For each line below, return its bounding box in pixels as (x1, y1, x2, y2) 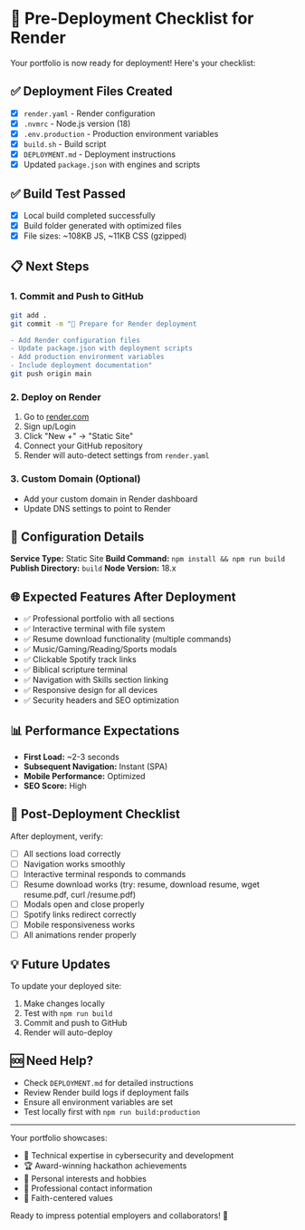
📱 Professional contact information (23, 1183, 153, 1194)
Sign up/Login (23, 421, 76, 432)
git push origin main (10, 369, 92, 379)
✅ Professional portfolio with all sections (23, 613, 175, 624)
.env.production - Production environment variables (23, 128, 219, 139)
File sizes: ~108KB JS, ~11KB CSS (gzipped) (23, 230, 187, 241)
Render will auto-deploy (23, 1027, 113, 1038)
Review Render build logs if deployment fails (23, 1087, 189, 1098)
